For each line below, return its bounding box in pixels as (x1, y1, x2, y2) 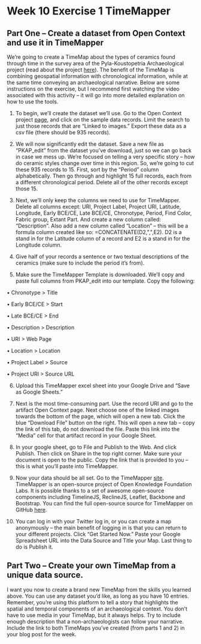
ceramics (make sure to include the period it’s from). (15, 259, 145, 266)
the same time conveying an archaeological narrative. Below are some (7, 79, 180, 86)
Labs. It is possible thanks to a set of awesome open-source (15, 487, 165, 494)
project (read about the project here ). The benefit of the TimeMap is (7, 66, 174, 73)
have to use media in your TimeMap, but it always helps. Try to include (7, 611, 181, 619)
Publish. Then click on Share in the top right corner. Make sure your (15, 450, 182, 457)
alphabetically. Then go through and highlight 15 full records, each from (15, 172, 192, 179)
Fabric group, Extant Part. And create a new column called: (15, 216, 161, 223)
